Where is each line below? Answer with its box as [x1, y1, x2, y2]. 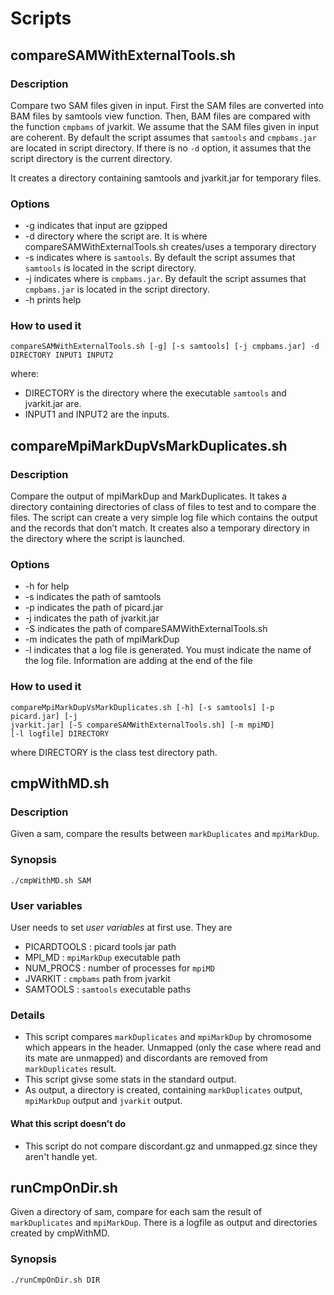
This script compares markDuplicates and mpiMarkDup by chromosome [24, 1031, 312, 1043]
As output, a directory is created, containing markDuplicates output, [24, 1084, 303, 1096]
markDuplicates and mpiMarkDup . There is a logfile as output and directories [10, 1217, 318, 1229]
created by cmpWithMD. [10, 1227, 110, 1239]
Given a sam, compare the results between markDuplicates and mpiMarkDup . [10, 828, 320, 840]
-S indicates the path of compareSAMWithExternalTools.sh [24, 623, 268, 635]
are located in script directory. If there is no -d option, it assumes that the [10, 142, 312, 154]
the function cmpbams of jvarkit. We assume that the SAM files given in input [10, 120, 319, 132]
